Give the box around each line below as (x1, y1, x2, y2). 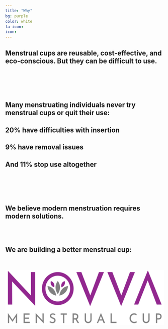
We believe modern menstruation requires (5, 204, 140, 213)
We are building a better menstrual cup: (5, 245, 132, 254)
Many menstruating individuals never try (5, 101, 136, 109)
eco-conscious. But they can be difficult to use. (5, 57, 157, 65)
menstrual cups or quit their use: (5, 108, 110, 117)
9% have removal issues (5, 143, 84, 151)
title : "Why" (5, 8, 33, 13)
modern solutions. (5, 212, 64, 221)
